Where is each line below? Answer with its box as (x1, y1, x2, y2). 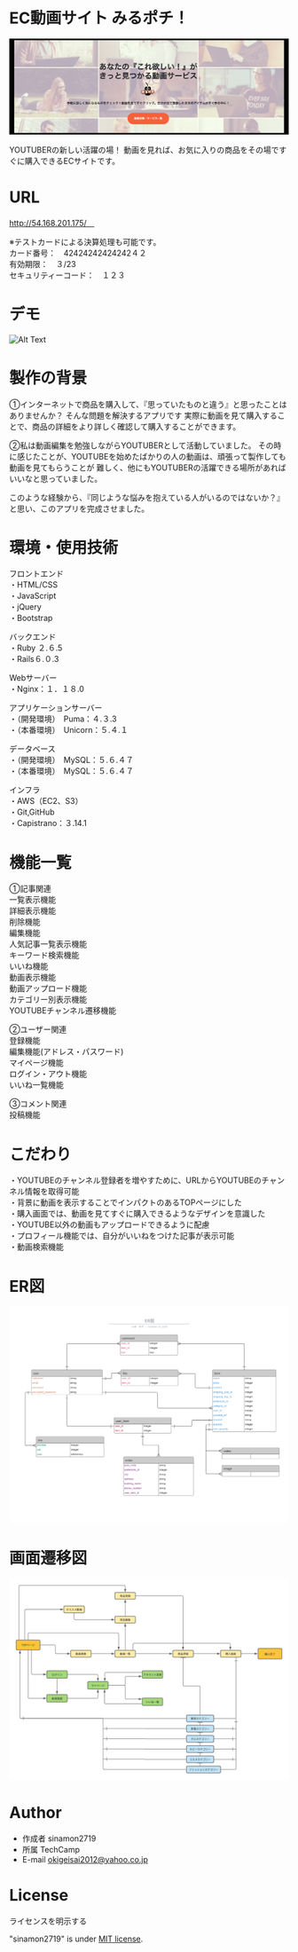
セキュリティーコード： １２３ (9, 270, 126, 280)
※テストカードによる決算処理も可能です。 (9, 236, 161, 247)
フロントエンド (9, 569, 64, 579)
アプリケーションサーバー (9, 703, 103, 713)
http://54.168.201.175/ (9, 217, 87, 228)
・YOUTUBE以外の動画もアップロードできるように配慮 (9, 1219, 210, 1230)
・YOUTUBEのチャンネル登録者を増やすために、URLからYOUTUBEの (9, 1175, 262, 1185)
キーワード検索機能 (9, 950, 80, 961)
